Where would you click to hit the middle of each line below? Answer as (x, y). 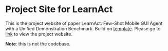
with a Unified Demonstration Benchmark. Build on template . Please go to (83, 28)
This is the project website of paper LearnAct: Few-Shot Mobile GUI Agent (84, 23)
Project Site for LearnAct (59, 9)
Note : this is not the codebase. (38, 43)
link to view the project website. (39, 34)
